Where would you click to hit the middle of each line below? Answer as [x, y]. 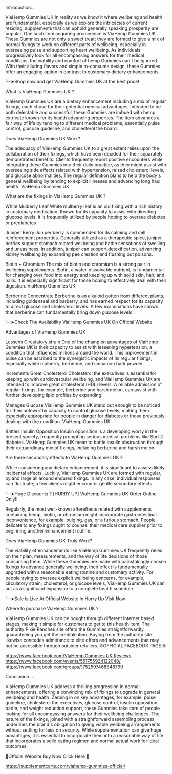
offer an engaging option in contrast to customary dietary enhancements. [83, 72]
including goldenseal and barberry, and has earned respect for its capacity [84, 301]
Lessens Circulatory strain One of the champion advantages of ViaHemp [82, 342]
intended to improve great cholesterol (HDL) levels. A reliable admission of [84, 384]
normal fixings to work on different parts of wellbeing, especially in [76, 45]
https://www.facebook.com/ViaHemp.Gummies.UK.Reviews [68, 656]
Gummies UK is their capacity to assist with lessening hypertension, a [79, 347]
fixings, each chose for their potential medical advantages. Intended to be [83, 107]
